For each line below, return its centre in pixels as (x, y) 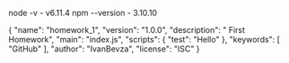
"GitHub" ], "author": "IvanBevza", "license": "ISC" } (104, 49)
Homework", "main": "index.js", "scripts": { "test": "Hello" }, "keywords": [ (144, 39)
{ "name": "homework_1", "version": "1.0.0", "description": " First (127, 30)
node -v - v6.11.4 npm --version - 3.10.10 (83, 13)
